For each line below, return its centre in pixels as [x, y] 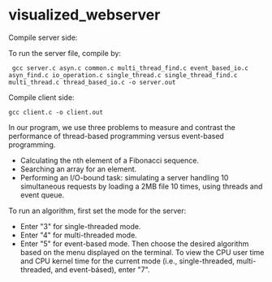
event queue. [42, 195]
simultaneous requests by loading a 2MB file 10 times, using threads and [141, 186]
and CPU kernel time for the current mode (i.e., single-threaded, [127, 261]
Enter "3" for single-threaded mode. [80, 226]
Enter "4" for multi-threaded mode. [79, 235]
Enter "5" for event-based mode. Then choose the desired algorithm [134, 243]
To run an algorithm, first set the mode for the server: [97, 210]
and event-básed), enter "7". [102, 269]
